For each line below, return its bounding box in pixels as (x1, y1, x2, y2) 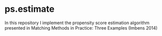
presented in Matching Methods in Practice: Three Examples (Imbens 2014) (4, 25, 158, 31)
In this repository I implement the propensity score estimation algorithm (4, 20, 150, 26)
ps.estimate (4, 3, 55, 15)
